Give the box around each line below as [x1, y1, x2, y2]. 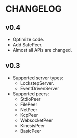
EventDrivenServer [20, 85, 59, 91]
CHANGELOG [5, 3, 62, 15]
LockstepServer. [20, 80, 54, 86]
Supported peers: [12, 91, 49, 97]
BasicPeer [20, 128, 41, 134]
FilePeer [20, 101, 38, 107]
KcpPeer [20, 112, 38, 118]
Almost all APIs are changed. [12, 47, 72, 53]
